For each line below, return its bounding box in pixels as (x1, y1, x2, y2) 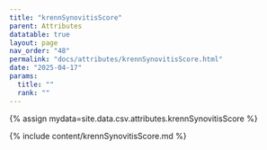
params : (9, 72, 39, 81)
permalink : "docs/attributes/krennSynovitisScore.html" (9, 55, 223, 64)
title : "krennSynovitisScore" (9, 13, 123, 22)
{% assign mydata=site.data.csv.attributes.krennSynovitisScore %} (9, 113, 258, 124)
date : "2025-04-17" (9, 64, 83, 73)
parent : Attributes (9, 22, 83, 31)
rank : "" (17, 88, 50, 97)
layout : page (9, 38, 58, 48)
